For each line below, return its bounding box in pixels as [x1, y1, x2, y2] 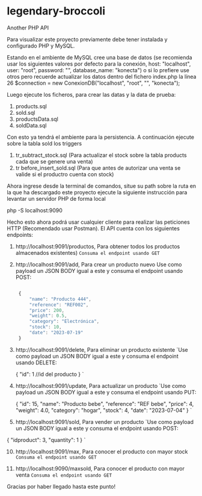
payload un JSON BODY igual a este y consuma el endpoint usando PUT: [15, 388, 197, 396]
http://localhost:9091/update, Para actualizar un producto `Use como [15, 382, 186, 389]
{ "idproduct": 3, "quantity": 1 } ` [7, 436, 86, 443]
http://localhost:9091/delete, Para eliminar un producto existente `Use [15, 346, 188, 353]
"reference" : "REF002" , [29, 302, 89, 308]
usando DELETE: [15, 359, 57, 366]
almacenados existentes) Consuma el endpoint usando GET [15, 249, 160, 256]
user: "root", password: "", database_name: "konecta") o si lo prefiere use [7, 66, 190, 73]
